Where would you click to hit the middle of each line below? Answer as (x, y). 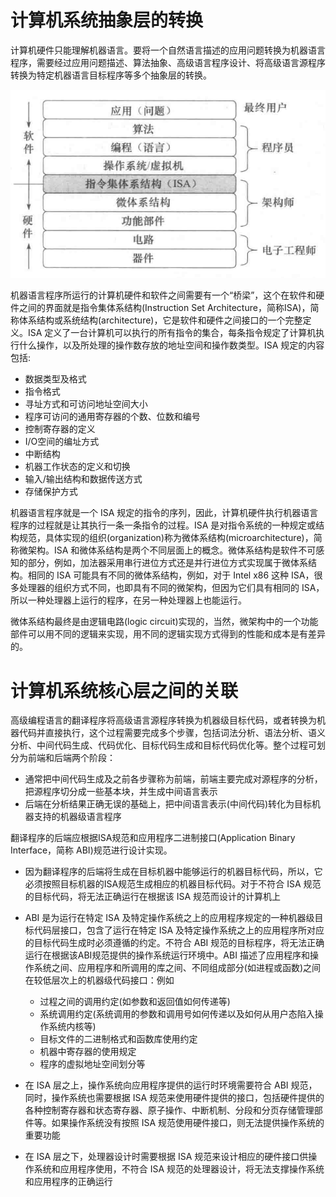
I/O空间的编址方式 (62, 442)
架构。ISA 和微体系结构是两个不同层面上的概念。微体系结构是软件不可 (172, 550)
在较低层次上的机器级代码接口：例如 (99, 980)
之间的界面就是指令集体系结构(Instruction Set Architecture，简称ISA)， (164, 308)
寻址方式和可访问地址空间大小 (86, 404)
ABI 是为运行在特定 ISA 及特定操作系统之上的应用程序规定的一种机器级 (169, 918)
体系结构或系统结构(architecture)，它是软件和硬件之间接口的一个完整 (160, 320)
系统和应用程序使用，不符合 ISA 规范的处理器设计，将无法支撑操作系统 (179, 1169)
